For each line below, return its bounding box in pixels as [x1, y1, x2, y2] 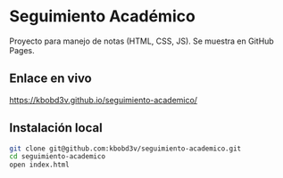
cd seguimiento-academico [9, 152, 105, 161]
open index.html [9, 160, 70, 170]
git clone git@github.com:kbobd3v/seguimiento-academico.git [9, 144, 242, 153]
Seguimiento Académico [9, 6, 196, 27]
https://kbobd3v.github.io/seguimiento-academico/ [9, 94, 198, 105]
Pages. [9, 44, 35, 55]
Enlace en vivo [9, 71, 92, 86]
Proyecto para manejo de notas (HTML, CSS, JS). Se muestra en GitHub [9, 36, 274, 46]
